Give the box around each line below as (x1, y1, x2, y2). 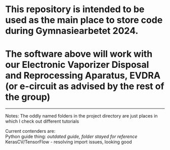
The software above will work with (5, 48, 153, 60)
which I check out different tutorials (5, 118, 79, 125)
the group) (5, 91, 51, 103)
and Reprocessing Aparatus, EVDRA (5, 70, 161, 82)
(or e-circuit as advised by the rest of (5, 81, 164, 92)
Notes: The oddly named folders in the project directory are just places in (5, 113, 158, 119)
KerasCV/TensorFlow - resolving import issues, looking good (5, 139, 133, 145)
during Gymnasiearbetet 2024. (5, 25, 139, 36)
